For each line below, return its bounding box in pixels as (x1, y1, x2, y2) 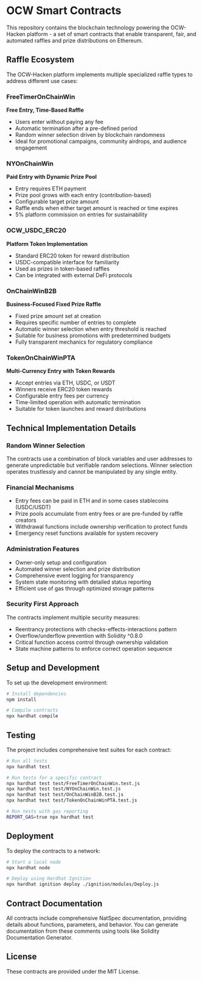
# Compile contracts (6, 708, 59, 714)
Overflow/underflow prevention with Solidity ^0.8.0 (15, 632, 143, 639)
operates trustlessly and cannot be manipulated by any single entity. (6, 468, 178, 475)
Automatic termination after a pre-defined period (15, 125, 138, 132)
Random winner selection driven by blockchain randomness (15, 131, 165, 139)
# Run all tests (6, 758, 47, 764)
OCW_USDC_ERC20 (6, 226, 67, 235)
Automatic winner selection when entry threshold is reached (15, 325, 167, 333)
